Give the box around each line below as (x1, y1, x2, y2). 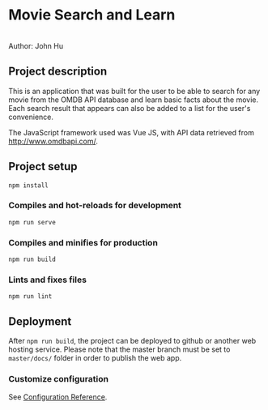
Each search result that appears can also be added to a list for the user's (8, 103, 251, 113)
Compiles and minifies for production (8, 237, 158, 248)
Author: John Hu (8, 41, 63, 50)
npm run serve (8, 218, 57, 226)
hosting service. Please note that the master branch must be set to (8, 344, 231, 354)
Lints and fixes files (8, 274, 87, 285)
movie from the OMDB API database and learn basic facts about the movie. (8, 95, 259, 105)
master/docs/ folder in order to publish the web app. (8, 353, 182, 363)
